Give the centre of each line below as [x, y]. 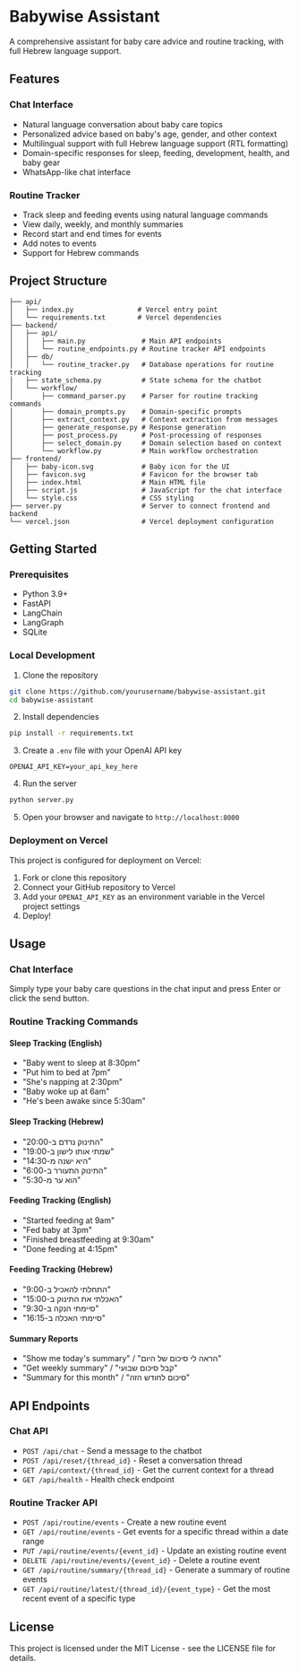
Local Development [52, 655]
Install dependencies [61, 717]
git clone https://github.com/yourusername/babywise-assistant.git [138, 691]
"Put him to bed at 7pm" [66, 1072]
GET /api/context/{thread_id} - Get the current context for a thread [148, 1470]
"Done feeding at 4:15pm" [70, 1248]
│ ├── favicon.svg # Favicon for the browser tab [133, 474]
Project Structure [58, 281]
